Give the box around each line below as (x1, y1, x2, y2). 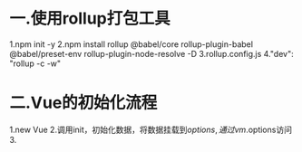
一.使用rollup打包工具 (9, 8, 170, 29)
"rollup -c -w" (9, 58, 62, 69)
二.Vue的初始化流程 (9, 92, 158, 113)
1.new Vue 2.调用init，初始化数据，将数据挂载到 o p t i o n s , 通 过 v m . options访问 (9, 124, 293, 135)
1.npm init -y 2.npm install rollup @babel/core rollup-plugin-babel (9, 38, 254, 50)
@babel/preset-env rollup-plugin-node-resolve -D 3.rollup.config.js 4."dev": (9, 48, 294, 59)
